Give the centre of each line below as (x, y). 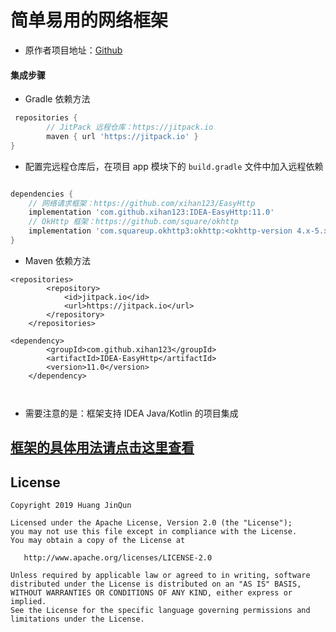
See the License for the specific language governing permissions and (160, 611)
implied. (28, 602)
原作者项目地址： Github (73, 50)
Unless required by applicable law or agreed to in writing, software (160, 576)
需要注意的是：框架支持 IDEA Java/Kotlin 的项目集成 (131, 413)
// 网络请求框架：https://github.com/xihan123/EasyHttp (142, 203)
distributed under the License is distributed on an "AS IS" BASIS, (156, 584)
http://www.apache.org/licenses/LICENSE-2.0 (118, 558)
